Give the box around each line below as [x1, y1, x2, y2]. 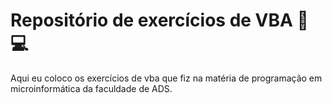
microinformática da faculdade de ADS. [10, 82, 173, 94]
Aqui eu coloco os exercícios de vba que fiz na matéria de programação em [10, 72, 323, 84]
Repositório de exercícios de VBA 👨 [10, 9, 309, 32]
